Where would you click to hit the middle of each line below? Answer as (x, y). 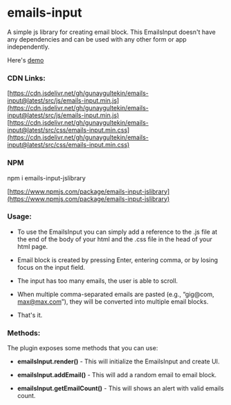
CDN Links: (27, 78)
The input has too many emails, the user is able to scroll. (98, 281)
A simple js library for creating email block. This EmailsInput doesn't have (111, 32)
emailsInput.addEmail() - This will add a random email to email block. (117, 375)
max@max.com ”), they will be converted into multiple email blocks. (113, 301)
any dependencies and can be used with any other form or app (97, 39)
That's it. (30, 315)
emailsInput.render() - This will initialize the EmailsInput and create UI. (118, 361)
